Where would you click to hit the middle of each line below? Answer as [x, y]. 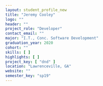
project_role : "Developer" [34, 29]
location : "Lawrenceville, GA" [38, 66]
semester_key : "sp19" [28, 76]
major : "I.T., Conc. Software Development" [52, 38]
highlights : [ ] [22, 57]
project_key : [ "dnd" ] [30, 62]
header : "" [17, 24]
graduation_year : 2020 [29, 43]
